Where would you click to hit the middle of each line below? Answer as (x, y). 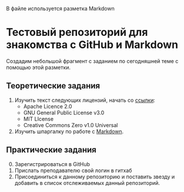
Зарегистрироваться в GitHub (52, 164)
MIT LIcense (39, 119)
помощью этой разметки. (39, 67)
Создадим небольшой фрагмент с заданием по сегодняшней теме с (92, 61)
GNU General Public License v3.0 (64, 112)
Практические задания (51, 150)
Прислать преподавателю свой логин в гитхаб (73, 170)
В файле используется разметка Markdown (60, 9)
